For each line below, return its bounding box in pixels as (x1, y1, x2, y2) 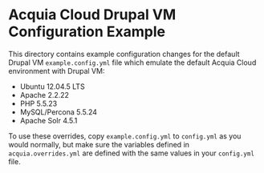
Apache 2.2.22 (19, 90, 70, 99)
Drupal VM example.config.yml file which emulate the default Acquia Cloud (8, 58, 257, 67)
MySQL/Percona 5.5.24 (19, 107, 98, 117)
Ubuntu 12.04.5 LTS (19, 82, 86, 91)
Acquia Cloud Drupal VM (8, 6, 177, 24)
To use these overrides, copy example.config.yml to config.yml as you (8, 131, 242, 141)
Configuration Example (8, 22, 166, 41)
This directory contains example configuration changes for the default (8, 49, 240, 58)
